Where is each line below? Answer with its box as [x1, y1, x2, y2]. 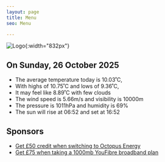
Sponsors [6, 126, 44, 136]
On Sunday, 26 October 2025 [6, 60, 120, 70]
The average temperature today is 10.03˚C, [15, 76, 123, 83]
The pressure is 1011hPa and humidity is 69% [15, 102, 129, 110]
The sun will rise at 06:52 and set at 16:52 [15, 108, 120, 116]
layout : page [6, 9, 40, 15]
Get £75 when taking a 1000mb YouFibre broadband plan [15, 149, 159, 156]
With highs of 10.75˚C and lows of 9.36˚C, [15, 83, 119, 90]
